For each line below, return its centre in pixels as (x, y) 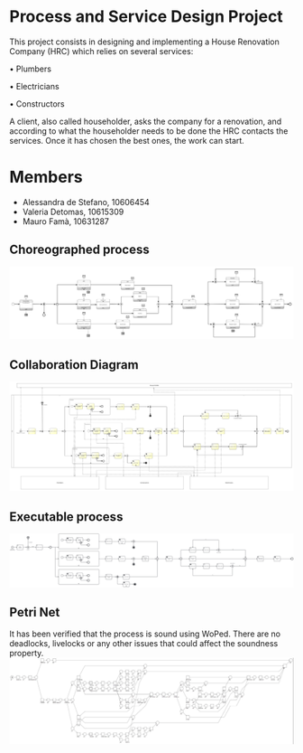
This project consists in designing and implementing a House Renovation (144, 42)
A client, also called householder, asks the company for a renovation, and (146, 121)
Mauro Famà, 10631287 (66, 221)
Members (46, 177)
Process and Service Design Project (147, 17)
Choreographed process (80, 250)
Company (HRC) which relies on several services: (101, 51)
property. (27, 654)
